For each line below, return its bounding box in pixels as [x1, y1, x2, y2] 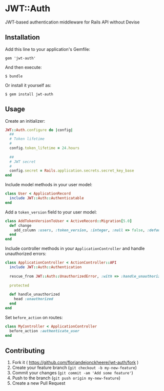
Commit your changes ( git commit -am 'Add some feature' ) [12, 370, 133, 376]
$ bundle [5, 74, 23, 79]
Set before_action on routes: [5, 314, 63, 320]
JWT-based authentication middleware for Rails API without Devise [5, 19, 140, 25]
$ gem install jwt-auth [5, 91, 54, 97]
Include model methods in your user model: [5, 182, 93, 188]
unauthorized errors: [5, 251, 46, 257]
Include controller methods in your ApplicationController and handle [5, 245, 145, 252]
